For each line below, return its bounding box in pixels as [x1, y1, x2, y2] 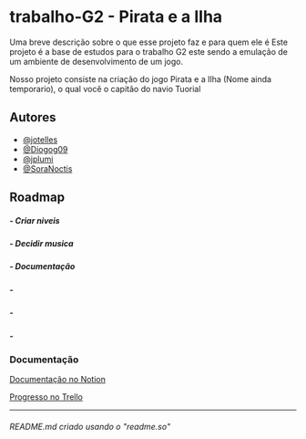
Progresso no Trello [9, 392, 84, 402]
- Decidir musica [9, 238, 75, 249]
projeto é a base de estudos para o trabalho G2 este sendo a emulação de [9, 46, 289, 57]
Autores [9, 110, 56, 125]
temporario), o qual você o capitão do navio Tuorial [9, 83, 201, 94]
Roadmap [9, 190, 66, 205]
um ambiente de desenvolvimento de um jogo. [9, 56, 184, 67]
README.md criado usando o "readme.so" [9, 421, 171, 432]
